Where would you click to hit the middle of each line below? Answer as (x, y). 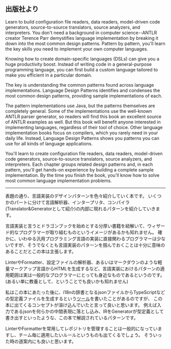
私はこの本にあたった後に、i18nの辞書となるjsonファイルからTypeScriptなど (85, 292)
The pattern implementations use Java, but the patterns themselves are (80, 106)
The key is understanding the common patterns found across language (80, 85)
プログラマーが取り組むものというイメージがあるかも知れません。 (88, 232)
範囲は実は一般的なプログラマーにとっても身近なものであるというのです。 (87, 275)
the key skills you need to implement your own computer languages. (77, 49)
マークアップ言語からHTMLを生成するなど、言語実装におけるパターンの (85, 268)
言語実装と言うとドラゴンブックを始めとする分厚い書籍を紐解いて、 (76, 226)
